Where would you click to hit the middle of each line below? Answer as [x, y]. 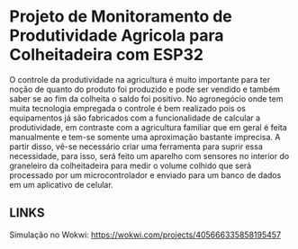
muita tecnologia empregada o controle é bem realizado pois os [127, 108]
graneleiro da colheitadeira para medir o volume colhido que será [131, 165]
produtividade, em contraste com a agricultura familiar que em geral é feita [149, 127]
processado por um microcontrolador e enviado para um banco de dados [145, 175]
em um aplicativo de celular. [62, 184]
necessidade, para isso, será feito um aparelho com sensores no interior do [149, 156]
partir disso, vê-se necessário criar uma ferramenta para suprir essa [136, 147]
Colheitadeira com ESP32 [107, 55]
